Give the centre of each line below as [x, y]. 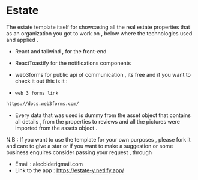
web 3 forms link [37, 93]
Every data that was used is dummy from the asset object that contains [103, 115]
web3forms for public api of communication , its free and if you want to [103, 74]
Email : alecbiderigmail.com [49, 164]
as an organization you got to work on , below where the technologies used [99, 33]
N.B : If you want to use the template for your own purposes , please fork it [98, 139]
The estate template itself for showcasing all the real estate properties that [98, 27]
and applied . [22, 40]
